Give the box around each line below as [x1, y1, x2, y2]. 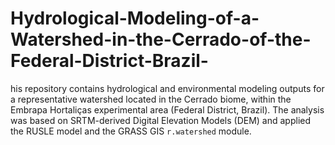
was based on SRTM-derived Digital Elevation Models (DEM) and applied [10, 114, 312, 126]
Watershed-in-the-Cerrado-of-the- [10, 28, 312, 51]
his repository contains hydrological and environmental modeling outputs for [10, 82, 325, 94]
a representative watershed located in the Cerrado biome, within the [10, 93, 292, 105]
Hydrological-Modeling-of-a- [10, 7, 260, 30]
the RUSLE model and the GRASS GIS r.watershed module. [10, 125, 252, 137]
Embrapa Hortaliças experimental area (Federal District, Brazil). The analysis [10, 103, 325, 116]
